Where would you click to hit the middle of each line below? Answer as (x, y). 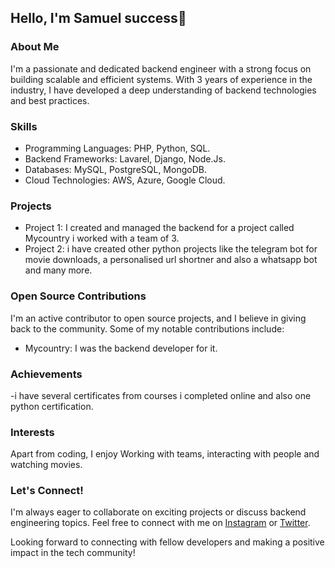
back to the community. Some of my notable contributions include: (147, 328)
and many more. (58, 270)
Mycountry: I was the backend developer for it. (121, 348)
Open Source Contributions (78, 296)
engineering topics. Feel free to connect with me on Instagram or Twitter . (160, 523)
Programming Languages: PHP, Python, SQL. (117, 148)
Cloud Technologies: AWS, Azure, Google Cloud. (125, 180)
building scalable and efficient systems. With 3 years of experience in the (161, 79)
